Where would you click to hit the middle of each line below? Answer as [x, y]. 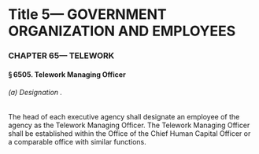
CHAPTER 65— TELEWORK [61, 56]
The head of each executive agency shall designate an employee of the [124, 116]
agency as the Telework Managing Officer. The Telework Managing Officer [129, 125]
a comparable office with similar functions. [78, 141]
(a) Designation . [35, 93]
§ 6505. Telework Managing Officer [67, 74]
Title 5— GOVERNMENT [87, 15]
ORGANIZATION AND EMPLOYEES [122, 31]
